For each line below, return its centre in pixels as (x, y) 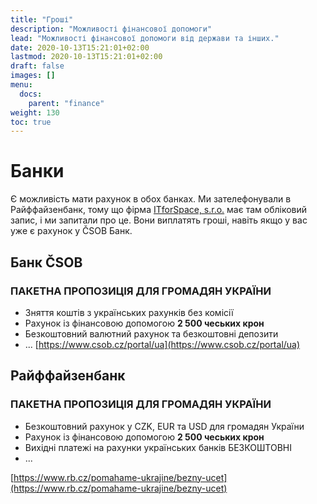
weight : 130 (35, 112)
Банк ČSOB (46, 262)
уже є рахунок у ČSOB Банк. (71, 231)
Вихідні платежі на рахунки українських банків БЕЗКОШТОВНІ (158, 447)
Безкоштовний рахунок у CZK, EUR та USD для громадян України (164, 426)
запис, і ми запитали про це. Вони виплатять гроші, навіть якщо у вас (159, 220)
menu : (21, 85)
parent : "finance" (66, 103)
